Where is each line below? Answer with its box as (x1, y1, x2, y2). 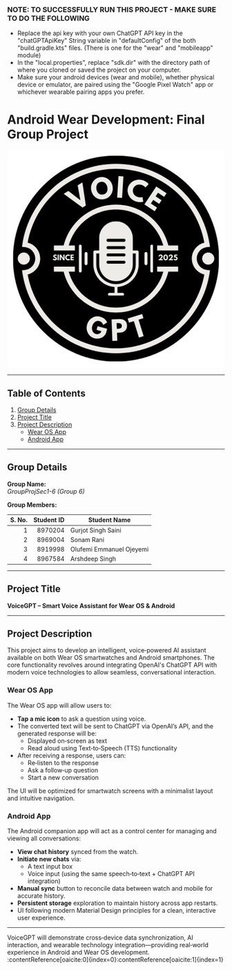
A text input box (27, 862, 73, 871)
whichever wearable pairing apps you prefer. (17, 88, 145, 96)
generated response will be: (17, 729, 97, 737)
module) (17, 51, 41, 59)
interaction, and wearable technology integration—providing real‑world (7, 941, 209, 949)
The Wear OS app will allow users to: (7, 701, 112, 709)
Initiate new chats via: (17, 855, 81, 864)
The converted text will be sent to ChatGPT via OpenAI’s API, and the (17, 721, 214, 730)
